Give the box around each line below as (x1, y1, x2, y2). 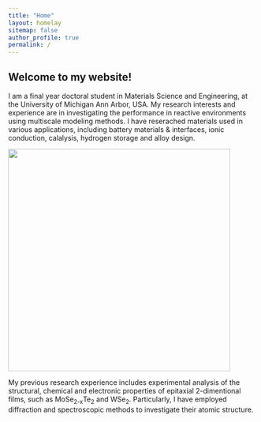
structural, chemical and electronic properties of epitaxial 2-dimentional (8, 386, 241, 395)
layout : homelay (8, 19, 62, 27)
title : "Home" (8, 11, 55, 20)
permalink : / (8, 41, 51, 49)
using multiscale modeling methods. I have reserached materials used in (8, 116, 243, 126)
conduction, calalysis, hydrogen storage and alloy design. (8, 133, 196, 142)
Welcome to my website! (8, 70, 132, 84)
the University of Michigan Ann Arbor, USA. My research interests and (8, 100, 236, 109)
